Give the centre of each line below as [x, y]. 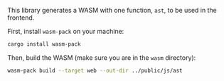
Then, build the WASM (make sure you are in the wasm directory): [102, 57]
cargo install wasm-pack [44, 44]
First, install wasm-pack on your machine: [66, 31]
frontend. [21, 18]
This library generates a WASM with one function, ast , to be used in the [112, 10]
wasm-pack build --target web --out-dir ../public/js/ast [95, 70]
